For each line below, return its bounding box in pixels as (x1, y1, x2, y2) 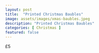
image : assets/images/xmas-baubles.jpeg (5, 16, 91, 21)
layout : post (5, 7, 32, 12)
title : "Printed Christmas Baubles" (5, 12, 84, 17)
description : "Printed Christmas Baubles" (5, 21, 95, 26)
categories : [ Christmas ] (5, 26, 61, 30)
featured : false (5, 30, 39, 35)
